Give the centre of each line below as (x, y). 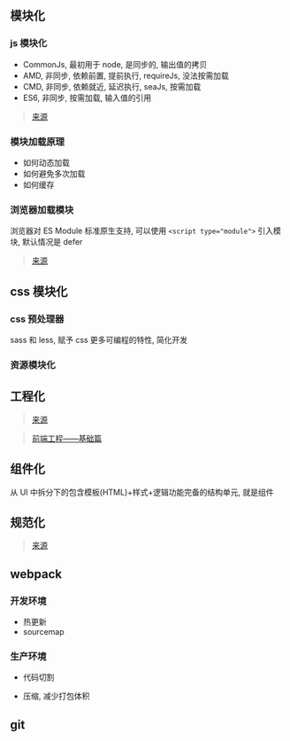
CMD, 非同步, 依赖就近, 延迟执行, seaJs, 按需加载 (112, 86)
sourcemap (43, 632)
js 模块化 (29, 43)
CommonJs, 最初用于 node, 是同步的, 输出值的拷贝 (115, 64)
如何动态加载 (46, 162)
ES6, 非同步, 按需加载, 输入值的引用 (87, 97)
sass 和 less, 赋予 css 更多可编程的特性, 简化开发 (99, 339)
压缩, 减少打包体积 (56, 696)
